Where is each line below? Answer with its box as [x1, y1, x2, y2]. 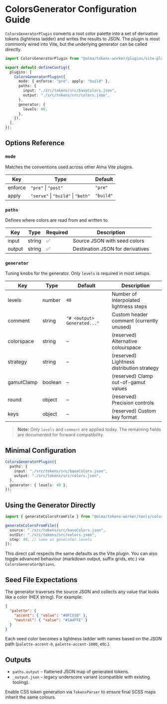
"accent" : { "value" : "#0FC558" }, [14, 613, 88, 618]
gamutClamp [7, 379, 38, 386]
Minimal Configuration [5, 446, 76, 455]
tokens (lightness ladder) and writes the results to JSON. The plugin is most [5, 36, 160, 42]
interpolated [111, 297, 140, 304]
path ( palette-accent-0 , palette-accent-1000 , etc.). [5, 641, 111, 647]
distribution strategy [111, 365, 159, 372]
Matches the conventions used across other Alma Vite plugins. [5, 164, 133, 170]
